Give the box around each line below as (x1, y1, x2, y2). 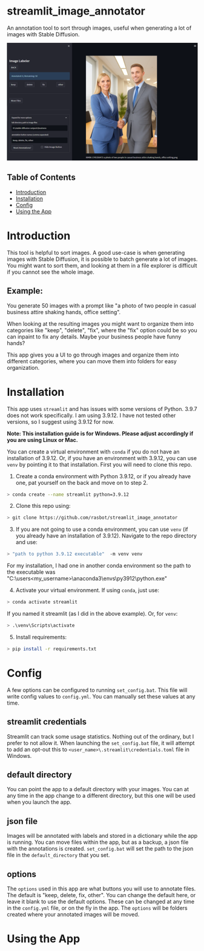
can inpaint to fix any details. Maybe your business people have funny (7, 333, 182, 340)
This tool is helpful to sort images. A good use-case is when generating (7, 249, 185, 256)
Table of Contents (7, 173, 76, 183)
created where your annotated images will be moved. (7, 910, 140, 918)
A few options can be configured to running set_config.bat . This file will (7, 686, 188, 694)
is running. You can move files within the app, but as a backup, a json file (7, 838, 189, 846)
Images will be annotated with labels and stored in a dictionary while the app (7, 832, 198, 840)
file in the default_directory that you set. (7, 852, 110, 859)
